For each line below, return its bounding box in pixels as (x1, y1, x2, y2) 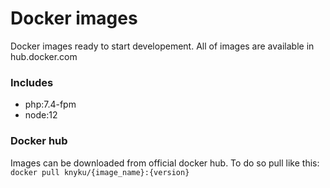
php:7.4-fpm (24, 98, 77, 111)
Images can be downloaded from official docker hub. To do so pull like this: (10, 157, 320, 169)
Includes (10, 75, 54, 89)
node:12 (24, 109, 58, 121)
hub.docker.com (10, 50, 78, 62)
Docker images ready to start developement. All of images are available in (10, 40, 315, 52)
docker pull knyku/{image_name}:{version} (10, 167, 190, 177)
